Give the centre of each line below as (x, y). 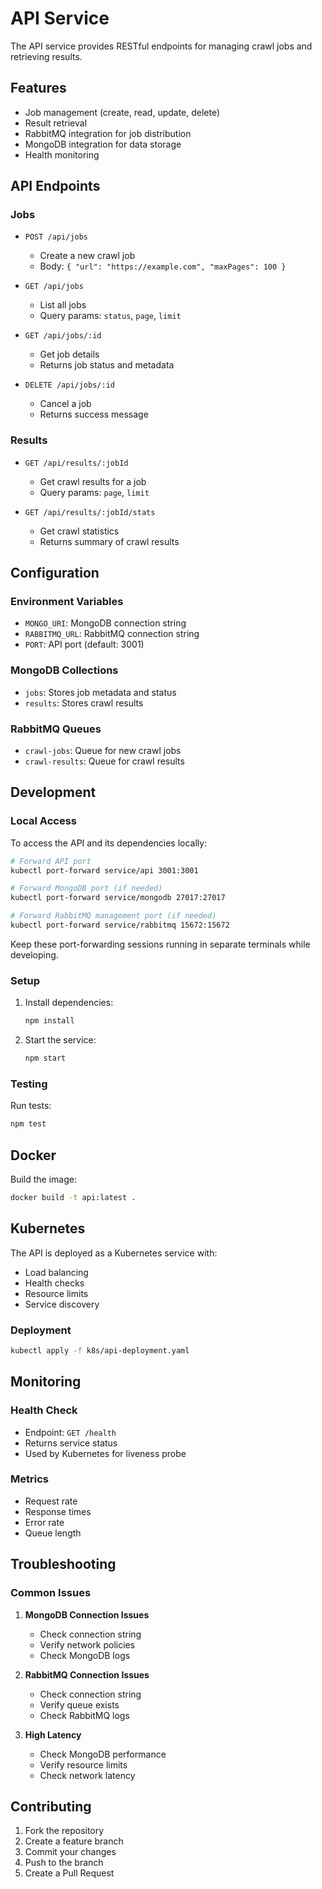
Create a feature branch (74, 1841)
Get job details (69, 354)
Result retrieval (56, 123)
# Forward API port (51, 861)
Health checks (54, 1283)
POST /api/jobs (56, 237)
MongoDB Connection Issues (87, 1614)
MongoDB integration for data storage (103, 144)
